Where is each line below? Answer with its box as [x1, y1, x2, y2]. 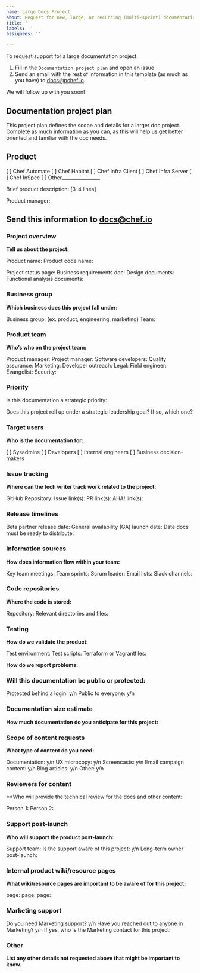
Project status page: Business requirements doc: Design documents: [6, 269, 174, 276]
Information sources [6, 544, 67, 553]
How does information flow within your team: [6, 558, 120, 565]
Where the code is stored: [6, 598, 71, 605]
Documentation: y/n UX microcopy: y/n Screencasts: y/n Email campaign [6, 758, 185, 766]
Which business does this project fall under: [6, 304, 118, 311]
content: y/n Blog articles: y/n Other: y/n [6, 765, 104, 772]
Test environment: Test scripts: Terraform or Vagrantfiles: [6, 650, 147, 657]
